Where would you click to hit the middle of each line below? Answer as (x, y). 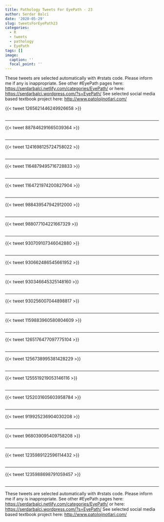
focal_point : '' (26, 64)
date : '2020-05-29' (25, 19)
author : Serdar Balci (27, 14)
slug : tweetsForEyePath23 (31, 23)
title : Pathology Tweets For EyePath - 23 (49, 10)
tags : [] (14, 50)
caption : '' (22, 60)
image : (12, 55)
